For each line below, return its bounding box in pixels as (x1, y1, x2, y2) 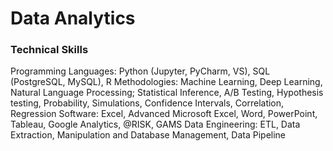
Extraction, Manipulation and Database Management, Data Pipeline (10, 129, 287, 141)
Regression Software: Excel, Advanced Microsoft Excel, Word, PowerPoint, (10, 108, 318, 120)
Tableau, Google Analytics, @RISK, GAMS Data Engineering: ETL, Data (10, 118, 301, 131)
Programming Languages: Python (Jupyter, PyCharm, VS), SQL (10, 65, 271, 77)
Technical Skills (10, 43, 89, 57)
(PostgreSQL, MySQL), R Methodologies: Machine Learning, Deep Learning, (10, 76, 323, 88)
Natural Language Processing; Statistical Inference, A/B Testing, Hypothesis (10, 87, 324, 99)
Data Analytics (10, 7, 136, 30)
